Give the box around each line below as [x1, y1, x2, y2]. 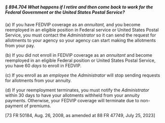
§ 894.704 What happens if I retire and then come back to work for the [5, 4, 153, 10]
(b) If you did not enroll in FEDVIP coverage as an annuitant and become [5, 52, 152, 58]
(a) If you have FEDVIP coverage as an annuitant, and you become [5, 21, 141, 27]
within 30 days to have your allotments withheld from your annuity [5, 92, 140, 98]
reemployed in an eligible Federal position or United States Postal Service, [5, 57, 156, 63]
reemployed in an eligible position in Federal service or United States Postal [5, 27, 159, 33]
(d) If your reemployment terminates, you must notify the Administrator [5, 87, 150, 93]
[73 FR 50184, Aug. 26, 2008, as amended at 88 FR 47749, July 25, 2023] [5, 112, 156, 118]
